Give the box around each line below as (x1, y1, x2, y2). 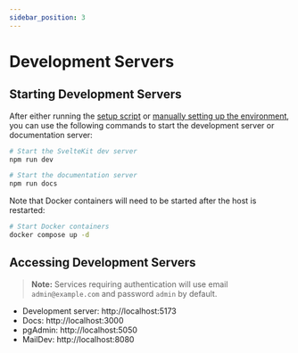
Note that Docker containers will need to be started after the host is (9, 195, 257, 206)
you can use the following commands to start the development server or (9, 119, 275, 130)
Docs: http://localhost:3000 (21, 315, 124, 325)
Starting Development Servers (9, 86, 182, 103)
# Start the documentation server (9, 171, 138, 180)
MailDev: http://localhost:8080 (21, 333, 135, 344)
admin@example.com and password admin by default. (30, 288, 218, 299)
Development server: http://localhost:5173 (21, 305, 177, 316)
